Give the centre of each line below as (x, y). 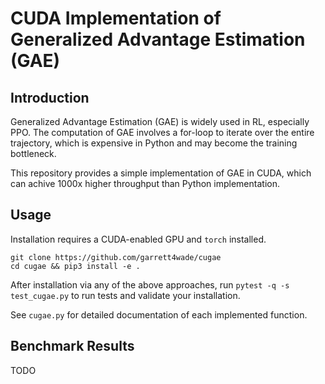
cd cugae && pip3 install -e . (75, 266)
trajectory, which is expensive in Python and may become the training (154, 143)
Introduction (50, 97)
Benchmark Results (72, 346)
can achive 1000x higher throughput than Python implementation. (145, 183)
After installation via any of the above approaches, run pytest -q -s (150, 284)
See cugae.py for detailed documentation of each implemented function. (159, 314)
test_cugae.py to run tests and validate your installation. (125, 295)
